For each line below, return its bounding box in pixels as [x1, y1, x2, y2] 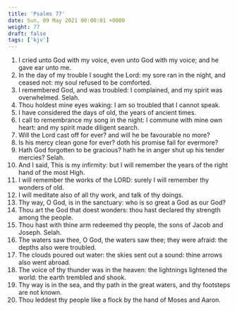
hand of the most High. [18, 169, 85, 177]
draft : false [8, 30, 47, 37]
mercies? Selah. [18, 153, 66, 162]
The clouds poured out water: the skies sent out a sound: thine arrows [18, 251, 223, 260]
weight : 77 [8, 23, 40, 30]
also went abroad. [18, 258, 71, 267]
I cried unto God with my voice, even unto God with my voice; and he [18, 56, 219, 64]
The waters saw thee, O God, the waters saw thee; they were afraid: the [18, 236, 228, 244]
